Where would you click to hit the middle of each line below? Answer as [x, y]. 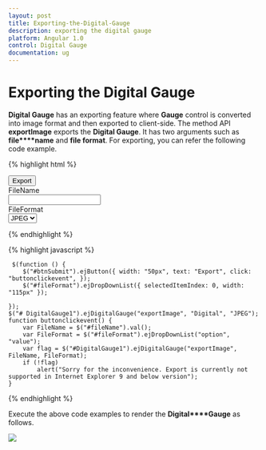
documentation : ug [39, 53]
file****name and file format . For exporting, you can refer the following [127, 140]
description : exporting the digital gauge [80, 30]
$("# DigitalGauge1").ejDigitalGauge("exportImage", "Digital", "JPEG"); [134, 313]
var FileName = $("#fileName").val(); [87, 327]
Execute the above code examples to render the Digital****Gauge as [125, 414]
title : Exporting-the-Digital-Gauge [69, 23]
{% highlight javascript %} [52, 250]
